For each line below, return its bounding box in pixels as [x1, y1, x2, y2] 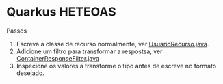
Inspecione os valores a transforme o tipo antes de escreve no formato [16, 61, 217, 70]
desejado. [16, 69, 45, 77]
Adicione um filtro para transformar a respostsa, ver [16, 47, 163, 55]
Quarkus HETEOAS [6, 4, 117, 20]
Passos [6, 27, 27, 35]
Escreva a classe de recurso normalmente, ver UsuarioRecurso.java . [16, 40, 209, 48]
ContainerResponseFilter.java [16, 54, 100, 62]
